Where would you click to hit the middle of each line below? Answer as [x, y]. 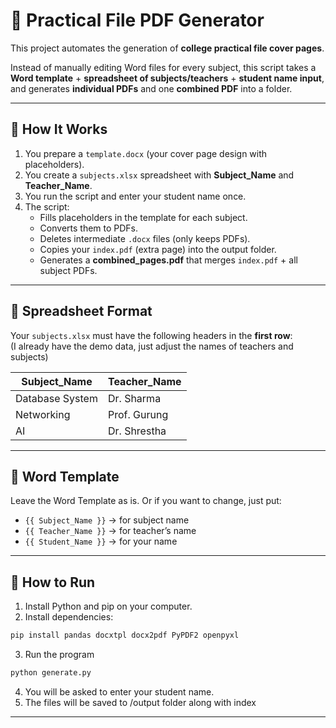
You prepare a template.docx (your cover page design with [146, 153]
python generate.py [51, 673]
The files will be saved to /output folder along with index [140, 702]
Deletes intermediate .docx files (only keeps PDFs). [145, 238]
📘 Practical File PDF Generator [137, 20]
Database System [56, 398]
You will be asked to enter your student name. [119, 691]
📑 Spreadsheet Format [81, 311]
